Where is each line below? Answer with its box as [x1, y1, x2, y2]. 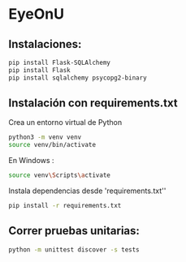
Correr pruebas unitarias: [8, 224, 141, 238]
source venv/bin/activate [8, 141, 96, 149]
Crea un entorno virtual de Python [8, 118, 123, 127]
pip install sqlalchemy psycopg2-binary [8, 74, 148, 82]
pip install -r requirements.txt [8, 202, 122, 210]
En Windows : [8, 156, 54, 165]
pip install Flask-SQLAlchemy [8, 58, 111, 67]
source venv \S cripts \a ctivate [8, 171, 111, 179]
